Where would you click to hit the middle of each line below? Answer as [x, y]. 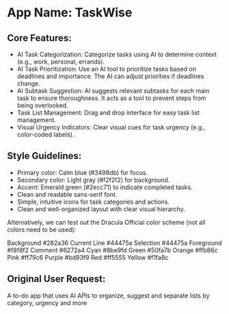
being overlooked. [42, 105]
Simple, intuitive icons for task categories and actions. [93, 202]
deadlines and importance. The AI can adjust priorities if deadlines [110, 76]
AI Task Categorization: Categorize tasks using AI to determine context [117, 54]
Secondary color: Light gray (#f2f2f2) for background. [93, 180]
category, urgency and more [47, 302]
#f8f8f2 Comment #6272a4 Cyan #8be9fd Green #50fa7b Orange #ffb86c [112, 250]
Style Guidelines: [44, 156]
